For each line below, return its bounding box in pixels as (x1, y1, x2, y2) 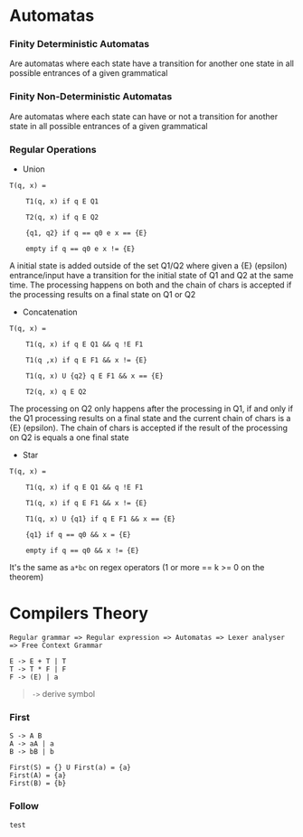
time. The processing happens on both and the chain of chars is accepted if (9, 279, 292, 290)
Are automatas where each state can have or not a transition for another (9, 110, 279, 122)
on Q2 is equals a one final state (9, 432, 129, 443)
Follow (9, 800, 39, 813)
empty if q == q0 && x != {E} (25, 546, 140, 556)
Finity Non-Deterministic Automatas (9, 90, 173, 103)
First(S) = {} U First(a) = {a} (9, 763, 131, 773)
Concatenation (22, 306, 79, 317)
